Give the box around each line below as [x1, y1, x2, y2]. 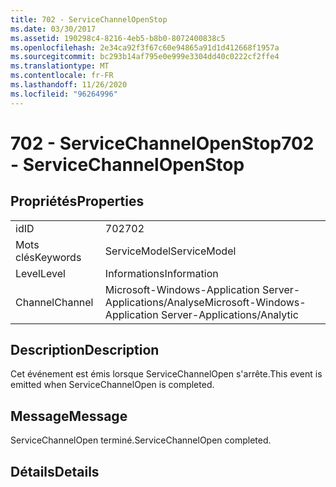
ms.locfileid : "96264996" [10, 89, 118, 99]
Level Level [15, 266, 66, 280]
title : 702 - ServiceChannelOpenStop [10, 14, 168, 25]
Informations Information [104, 266, 219, 280]
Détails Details [10, 463, 100, 480]
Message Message [10, 407, 128, 425]
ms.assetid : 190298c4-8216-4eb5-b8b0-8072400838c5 [10, 33, 226, 43]
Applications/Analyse [104, 295, 205, 309]
